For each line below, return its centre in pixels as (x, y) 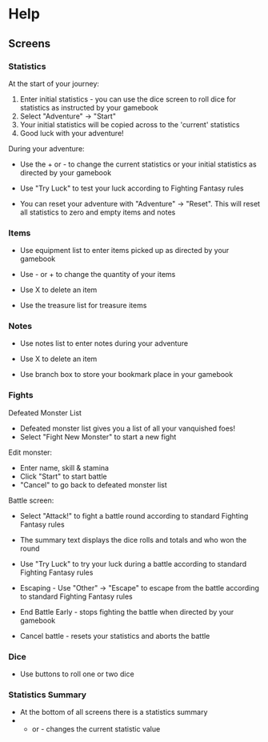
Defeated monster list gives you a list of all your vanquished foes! (128, 428)
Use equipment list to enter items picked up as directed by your (124, 251)
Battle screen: (31, 500)
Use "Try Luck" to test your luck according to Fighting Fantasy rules (132, 188)
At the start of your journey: (54, 83)
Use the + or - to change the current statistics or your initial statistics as (138, 164)
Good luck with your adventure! (72, 133)
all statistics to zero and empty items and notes (98, 212)
